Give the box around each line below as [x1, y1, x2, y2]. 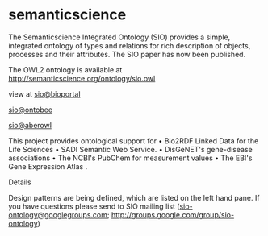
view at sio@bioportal [8, 89, 81, 98]
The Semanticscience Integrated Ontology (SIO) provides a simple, [8, 32, 231, 42]
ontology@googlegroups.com [8, 209, 107, 219]
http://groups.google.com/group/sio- [111, 209, 235, 219]
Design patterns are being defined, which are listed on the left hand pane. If [8, 193, 260, 202]
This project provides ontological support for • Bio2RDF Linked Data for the [8, 135, 259, 146]
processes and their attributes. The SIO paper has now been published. [8, 49, 246, 59]
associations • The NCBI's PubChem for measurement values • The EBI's [8, 153, 253, 163]
